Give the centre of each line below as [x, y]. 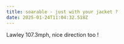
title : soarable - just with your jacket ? [62, 12]
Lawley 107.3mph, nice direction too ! [53, 34]
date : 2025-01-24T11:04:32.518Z [47, 17]
